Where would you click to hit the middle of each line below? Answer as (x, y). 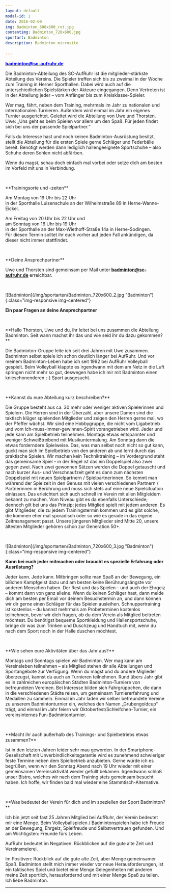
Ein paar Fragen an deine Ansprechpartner (51, 310)
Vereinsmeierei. (22, 849)
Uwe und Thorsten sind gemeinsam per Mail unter (58, 270)
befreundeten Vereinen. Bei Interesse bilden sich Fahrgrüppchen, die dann (83, 688)
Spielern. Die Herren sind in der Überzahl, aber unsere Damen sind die (79, 412)
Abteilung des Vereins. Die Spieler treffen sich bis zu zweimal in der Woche (84, 78)
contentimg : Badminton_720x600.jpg (43, 32)
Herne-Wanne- (143, 203)
